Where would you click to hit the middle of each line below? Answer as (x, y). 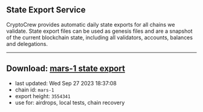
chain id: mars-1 (34, 90)
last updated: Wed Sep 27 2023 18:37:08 (66, 83)
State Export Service (46, 10)
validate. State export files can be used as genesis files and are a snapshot (99, 31)
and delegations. (27, 44)
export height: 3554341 (43, 96)
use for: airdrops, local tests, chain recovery (70, 102)
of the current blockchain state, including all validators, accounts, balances (100, 37)
